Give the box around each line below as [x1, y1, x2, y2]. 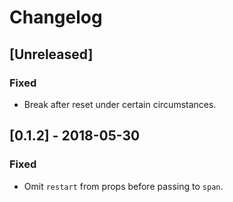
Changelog [9, 6, 103, 29]
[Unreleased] [9, 46, 94, 63]
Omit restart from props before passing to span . [23, 180, 224, 192]
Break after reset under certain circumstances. [23, 98, 217, 110]
